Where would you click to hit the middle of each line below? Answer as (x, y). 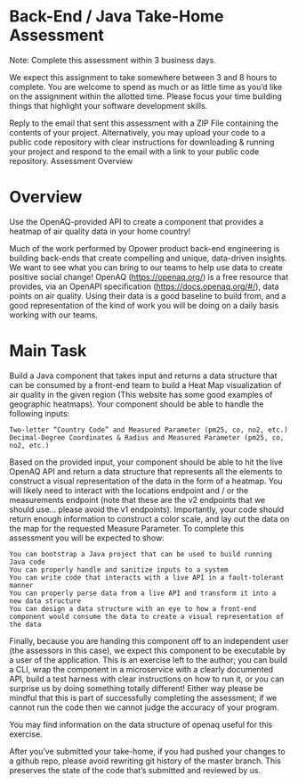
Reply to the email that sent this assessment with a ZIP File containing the (144, 123)
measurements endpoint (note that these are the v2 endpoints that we (137, 499)
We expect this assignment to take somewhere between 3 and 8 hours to (143, 77)
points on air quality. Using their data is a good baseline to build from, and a (148, 295)
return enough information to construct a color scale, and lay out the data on (149, 518)
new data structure (45, 601)
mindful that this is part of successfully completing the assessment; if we (143, 697)
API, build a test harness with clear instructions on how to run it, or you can (147, 679)
